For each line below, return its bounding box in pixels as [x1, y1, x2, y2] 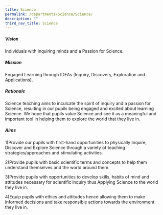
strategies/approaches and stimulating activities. [5, 150, 103, 156]
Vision [5, 36, 19, 42]
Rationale [5, 88, 25, 94]
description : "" [5, 16, 38, 21]
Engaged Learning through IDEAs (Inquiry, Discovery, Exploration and [5, 72, 145, 78]
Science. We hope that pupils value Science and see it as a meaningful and [5, 111, 157, 117]
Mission [5, 59, 22, 65]
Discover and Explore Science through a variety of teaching [5, 145, 126, 150]
